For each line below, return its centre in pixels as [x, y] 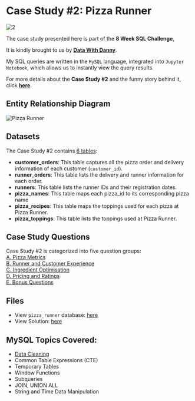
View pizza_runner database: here [56, 315]
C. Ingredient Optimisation [38, 270]
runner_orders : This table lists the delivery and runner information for [99, 174]
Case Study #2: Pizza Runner [79, 11]
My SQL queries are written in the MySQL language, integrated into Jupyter [95, 61]
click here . [19, 85]
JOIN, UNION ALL [36, 385]
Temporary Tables [37, 367]
